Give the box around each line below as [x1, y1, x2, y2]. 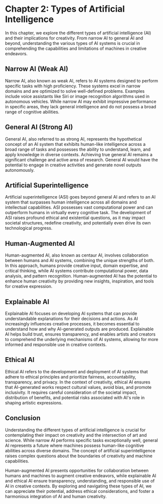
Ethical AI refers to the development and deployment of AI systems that [5, 368, 148, 374]
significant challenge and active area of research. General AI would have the [5, 157, 158, 162]
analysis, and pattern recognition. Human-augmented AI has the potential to [5, 273, 157, 279]
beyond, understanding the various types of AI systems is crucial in [5, 40, 140, 46]
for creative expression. [5, 283, 53, 289]
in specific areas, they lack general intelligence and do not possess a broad [5, 103, 157, 109]
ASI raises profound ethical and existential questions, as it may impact [5, 215, 145, 221]
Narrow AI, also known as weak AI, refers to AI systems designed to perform [5, 78, 158, 83]
